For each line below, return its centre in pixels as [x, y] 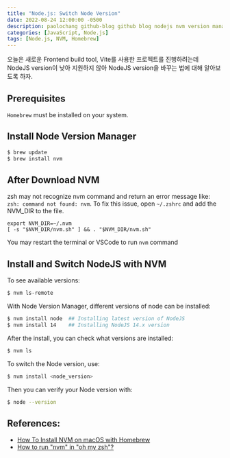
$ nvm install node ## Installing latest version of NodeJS [96, 319]
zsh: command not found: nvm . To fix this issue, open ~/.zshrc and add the [112, 204]
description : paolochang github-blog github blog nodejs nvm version [108, 26]
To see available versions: [43, 280]
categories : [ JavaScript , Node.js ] [58, 33]
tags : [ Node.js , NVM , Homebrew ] [53, 39]
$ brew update [27, 152]
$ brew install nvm [35, 158]
